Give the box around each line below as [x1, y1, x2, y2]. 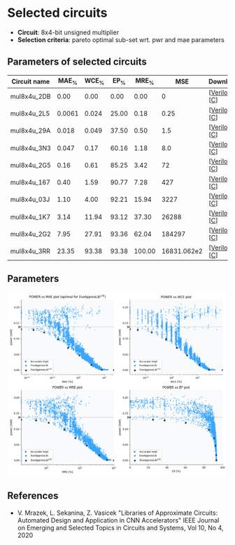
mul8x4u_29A [10, 126, 51, 135]
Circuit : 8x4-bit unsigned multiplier [17, 28, 120, 36]
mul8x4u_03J [10, 195, 50, 204]
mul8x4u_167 [10, 178, 51, 187]
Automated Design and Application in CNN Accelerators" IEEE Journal [17, 516, 220, 524]
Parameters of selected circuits [7, 56, 147, 68]
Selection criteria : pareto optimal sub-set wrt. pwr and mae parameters [17, 35, 225, 43]
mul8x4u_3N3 [10, 144, 51, 152]
